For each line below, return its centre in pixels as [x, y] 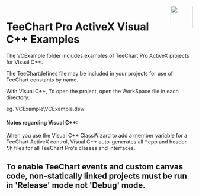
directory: [18, 97]
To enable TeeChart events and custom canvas [95, 167]
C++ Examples [43, 39]
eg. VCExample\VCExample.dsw [45, 109]
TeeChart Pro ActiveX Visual [78, 27]
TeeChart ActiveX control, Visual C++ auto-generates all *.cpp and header [97, 142]
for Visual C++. [25, 62]
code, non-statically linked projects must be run [97, 176]
